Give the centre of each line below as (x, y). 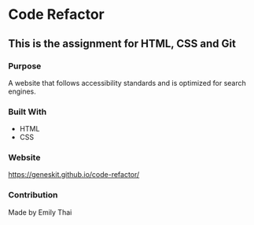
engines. (22, 91)
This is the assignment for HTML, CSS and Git (122, 44)
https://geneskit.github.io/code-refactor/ (74, 175)
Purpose (25, 66)
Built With (28, 112)
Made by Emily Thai (40, 212)
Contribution (33, 195)
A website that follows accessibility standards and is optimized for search (127, 83)
